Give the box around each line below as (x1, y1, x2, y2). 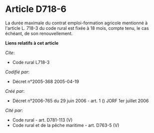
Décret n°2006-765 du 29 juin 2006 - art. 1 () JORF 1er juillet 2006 (12, 98, 149, 104)
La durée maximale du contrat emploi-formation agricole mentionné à (5, 20, 148, 26)
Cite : (5, 50, 15, 56)
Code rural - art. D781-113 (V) (12, 117, 73, 123)
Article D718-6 (5, 3, 67, 15)
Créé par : (5, 88, 25, 94)
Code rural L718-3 (12, 59, 50, 65)
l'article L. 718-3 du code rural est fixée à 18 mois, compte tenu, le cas (5, 25, 149, 31)
